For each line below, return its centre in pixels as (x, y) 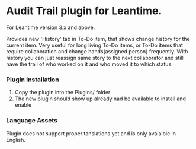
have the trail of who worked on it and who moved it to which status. (89, 64)
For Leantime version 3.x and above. (51, 27)
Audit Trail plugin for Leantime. (84, 11)
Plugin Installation (33, 80)
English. (16, 140)
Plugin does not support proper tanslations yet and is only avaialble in (91, 133)
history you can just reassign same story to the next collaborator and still (95, 58)
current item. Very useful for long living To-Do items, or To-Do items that (95, 45)
